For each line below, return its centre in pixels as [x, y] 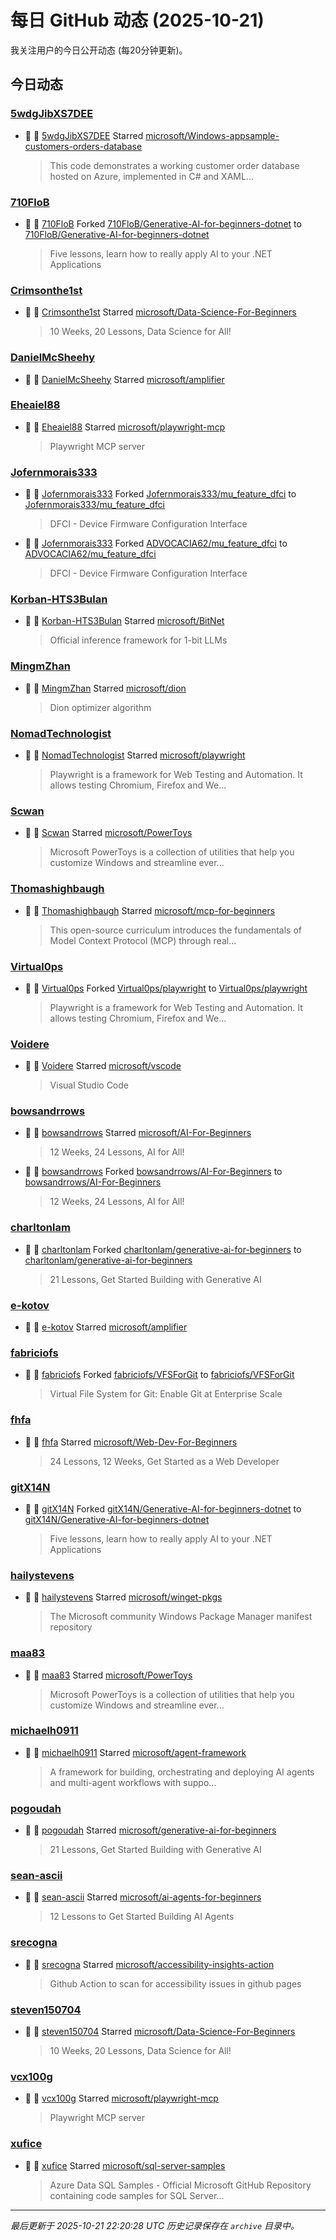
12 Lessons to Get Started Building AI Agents [142, 1917]
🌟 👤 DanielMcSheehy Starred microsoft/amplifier [124, 379]
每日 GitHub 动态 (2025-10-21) [137, 20]
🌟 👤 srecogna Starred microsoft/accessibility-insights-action [149, 1964]
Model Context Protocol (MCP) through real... [143, 940]
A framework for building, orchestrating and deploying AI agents [182, 1772]
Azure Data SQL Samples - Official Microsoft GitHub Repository [180, 2185]
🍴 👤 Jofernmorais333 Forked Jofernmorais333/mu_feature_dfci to [160, 494]
